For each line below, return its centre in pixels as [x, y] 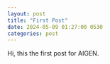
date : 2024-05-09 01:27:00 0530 [55, 27]
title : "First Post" [38, 20]
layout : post [27, 14]
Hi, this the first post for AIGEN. [53, 53]
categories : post [33, 33]
